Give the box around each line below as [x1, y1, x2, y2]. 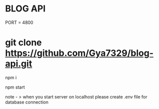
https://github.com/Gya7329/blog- [5, 48, 154, 59]
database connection [5, 99, 49, 105]
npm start [5, 84, 25, 90]
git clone [5, 37, 42, 48]
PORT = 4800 [5, 19, 34, 25]
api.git [5, 58, 32, 70]
